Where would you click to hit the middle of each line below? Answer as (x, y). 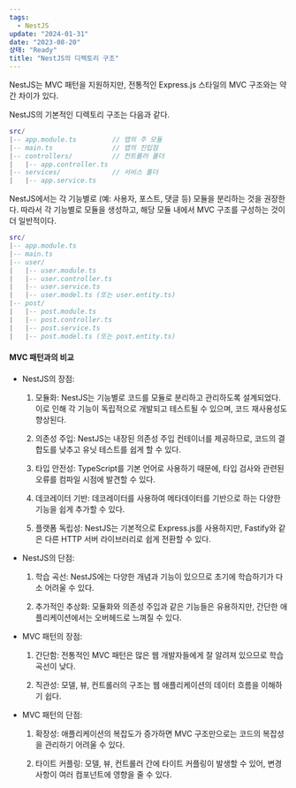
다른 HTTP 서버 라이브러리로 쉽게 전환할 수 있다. (128, 539)
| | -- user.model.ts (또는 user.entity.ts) (93, 295)
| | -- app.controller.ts (59, 164)
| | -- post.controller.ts (61, 319)
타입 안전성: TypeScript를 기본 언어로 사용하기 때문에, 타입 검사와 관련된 (159, 468)
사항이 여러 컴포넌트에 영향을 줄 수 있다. (103, 774)
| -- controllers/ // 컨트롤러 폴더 (87, 156)
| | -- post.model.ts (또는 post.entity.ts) (93, 336)
